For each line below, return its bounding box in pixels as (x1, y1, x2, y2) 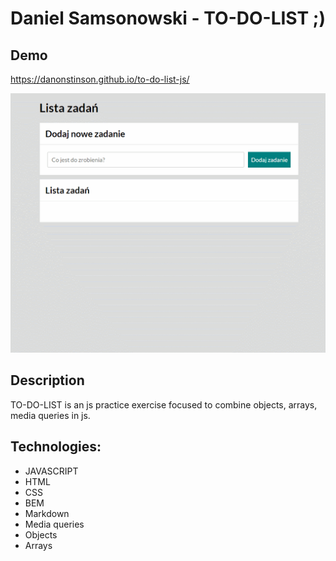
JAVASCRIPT (24, 465, 79, 477)
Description (10, 372, 85, 389)
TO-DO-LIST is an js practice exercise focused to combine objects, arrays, (10, 398, 318, 411)
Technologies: (10, 438, 102, 456)
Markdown (24, 507, 70, 519)
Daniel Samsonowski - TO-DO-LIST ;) (10, 7, 326, 30)
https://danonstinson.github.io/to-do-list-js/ (10, 73, 190, 85)
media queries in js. (10, 409, 91, 421)
